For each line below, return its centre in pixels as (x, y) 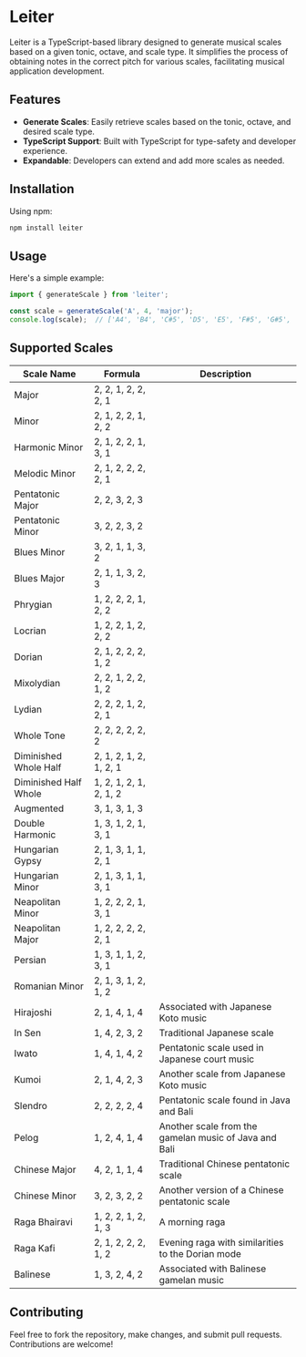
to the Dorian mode (200, 1253)
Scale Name (49, 374)
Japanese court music (207, 1059)
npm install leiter (46, 228)
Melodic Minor (45, 473)
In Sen (28, 1033)
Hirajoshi (33, 1012)
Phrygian (33, 604)
